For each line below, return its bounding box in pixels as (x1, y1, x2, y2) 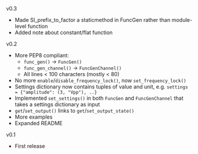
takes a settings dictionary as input (14, 101, 100, 108)
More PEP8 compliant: (14, 52, 69, 58)
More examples (14, 113, 53, 120)
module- (171, 17, 193, 23)
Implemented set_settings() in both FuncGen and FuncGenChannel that (14, 94, 184, 101)
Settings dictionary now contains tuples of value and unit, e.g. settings (14, 83, 188, 90)
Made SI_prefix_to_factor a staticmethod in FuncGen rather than (14, 17, 171, 23)
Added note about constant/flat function (14, 29, 113, 36)
